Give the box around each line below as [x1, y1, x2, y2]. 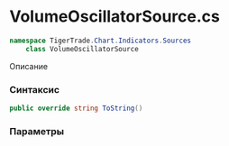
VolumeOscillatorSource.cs [9, 6, 221, 27]
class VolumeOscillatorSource [25, 44, 140, 53]
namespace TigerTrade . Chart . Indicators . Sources [9, 36, 192, 45]
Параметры [9, 124, 65, 137]
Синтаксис [9, 83, 60, 96]
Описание [9, 60, 48, 71]
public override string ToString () [9, 104, 143, 113]
